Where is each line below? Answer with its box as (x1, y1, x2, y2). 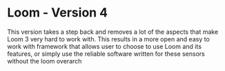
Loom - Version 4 (7, 5, 108, 21)
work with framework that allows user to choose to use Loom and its (7, 42, 202, 50)
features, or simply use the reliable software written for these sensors (7, 50, 205, 58)
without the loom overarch (7, 57, 82, 65)
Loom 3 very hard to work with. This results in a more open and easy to (7, 34, 211, 43)
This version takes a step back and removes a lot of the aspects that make (7, 28, 219, 36)
